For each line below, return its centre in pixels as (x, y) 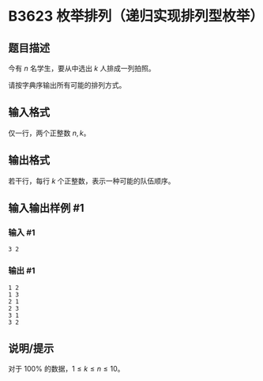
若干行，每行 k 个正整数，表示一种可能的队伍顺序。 (92, 181)
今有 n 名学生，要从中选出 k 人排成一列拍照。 (82, 68)
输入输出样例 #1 (46, 208)
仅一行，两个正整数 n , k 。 (49, 133)
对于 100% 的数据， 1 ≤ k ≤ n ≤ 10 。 (66, 369)
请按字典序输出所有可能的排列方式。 (67, 85)
